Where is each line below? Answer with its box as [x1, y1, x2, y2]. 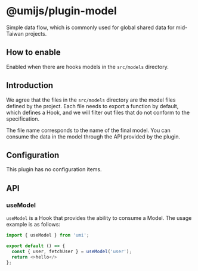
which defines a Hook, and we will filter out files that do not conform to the [6, 109, 190, 116]
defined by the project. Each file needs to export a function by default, [6, 102, 179, 109]
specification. [6, 115, 40, 122]
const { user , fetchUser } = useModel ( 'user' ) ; [11, 248, 132, 254]
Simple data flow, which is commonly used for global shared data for [6, 24, 175, 31]
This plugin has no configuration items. [6, 166, 103, 173]
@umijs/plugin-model [6, 4, 117, 18]
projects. [24, 30, 47, 37]
